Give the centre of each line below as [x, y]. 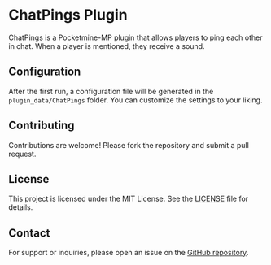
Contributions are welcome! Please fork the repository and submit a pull [129, 145]
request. [22, 154]
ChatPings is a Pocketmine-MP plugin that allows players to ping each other [135, 37]
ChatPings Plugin [68, 15]
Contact [29, 233]
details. [21, 207]
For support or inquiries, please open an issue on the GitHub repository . [129, 253]
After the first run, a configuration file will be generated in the [111, 91]
